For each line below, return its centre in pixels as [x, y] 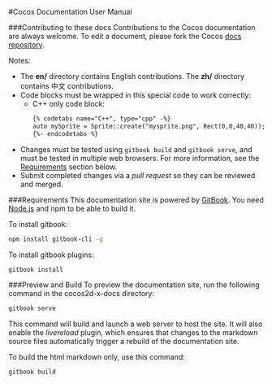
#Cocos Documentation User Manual [70, 12]
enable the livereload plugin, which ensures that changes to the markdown [133, 333]
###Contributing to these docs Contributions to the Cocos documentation [132, 27]
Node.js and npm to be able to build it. [72, 208]
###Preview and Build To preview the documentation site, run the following [134, 285]
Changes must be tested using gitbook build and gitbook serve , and [136, 149]
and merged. [41, 184]
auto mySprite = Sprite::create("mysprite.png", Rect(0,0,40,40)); [149, 126]
